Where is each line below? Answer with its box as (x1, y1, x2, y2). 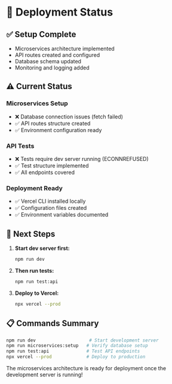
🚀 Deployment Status (6, 5, 113, 19)
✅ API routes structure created (14, 120, 91, 127)
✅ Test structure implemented (14, 161, 89, 169)
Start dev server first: (14, 245, 70, 252)
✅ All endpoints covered (14, 169, 75, 176)
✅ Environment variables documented (14, 211, 109, 218)
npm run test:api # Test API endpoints (6, 348, 140, 355)
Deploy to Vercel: (14, 289, 59, 297)
